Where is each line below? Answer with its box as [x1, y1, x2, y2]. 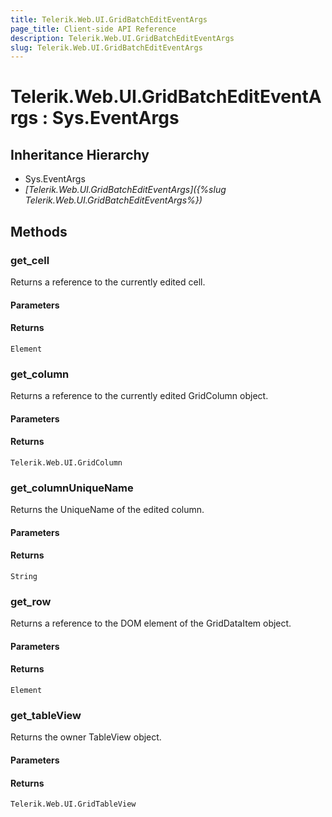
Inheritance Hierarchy [10, 146, 150, 163]
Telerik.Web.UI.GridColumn [10, 457, 123, 468]
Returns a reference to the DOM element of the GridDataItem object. [10, 617, 292, 630]
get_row [10, 594, 52, 608]
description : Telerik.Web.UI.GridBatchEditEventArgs [10, 33, 235, 43]
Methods [10, 223, 68, 240]
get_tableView [10, 708, 82, 722]
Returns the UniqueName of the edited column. [10, 504, 205, 516]
